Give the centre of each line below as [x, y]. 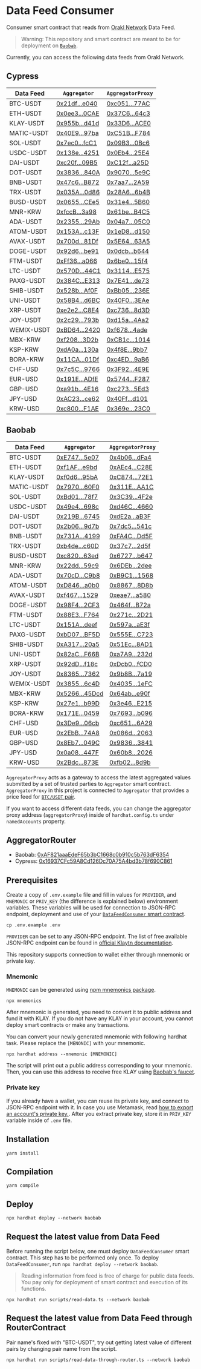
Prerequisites [32, 880]
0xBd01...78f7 [77, 496]
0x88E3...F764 [78, 615]
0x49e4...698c [78, 506]
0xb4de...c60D [78, 546]
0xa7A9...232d [131, 654]
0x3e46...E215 [131, 703]
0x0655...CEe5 [78, 202]
